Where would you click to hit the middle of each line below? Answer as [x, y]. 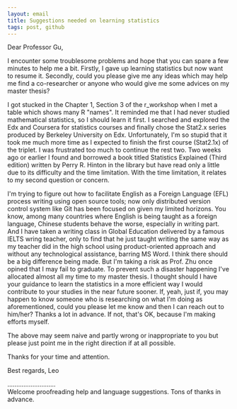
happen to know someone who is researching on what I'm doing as [105, 299]
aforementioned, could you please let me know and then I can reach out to [116, 307]
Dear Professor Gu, [35, 47]
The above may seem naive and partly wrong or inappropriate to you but [113, 336]
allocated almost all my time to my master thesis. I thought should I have [112, 276]
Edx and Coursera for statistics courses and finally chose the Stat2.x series [117, 128]
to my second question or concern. [58, 180]
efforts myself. [28, 322]
